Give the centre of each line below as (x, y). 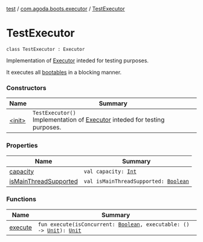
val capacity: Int (110, 171)
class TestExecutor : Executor (46, 49)
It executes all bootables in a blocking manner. (64, 72)
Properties (22, 146)
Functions (21, 199)
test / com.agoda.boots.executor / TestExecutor (66, 9)
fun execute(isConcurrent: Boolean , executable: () (114, 224)
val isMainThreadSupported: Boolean (136, 181)
